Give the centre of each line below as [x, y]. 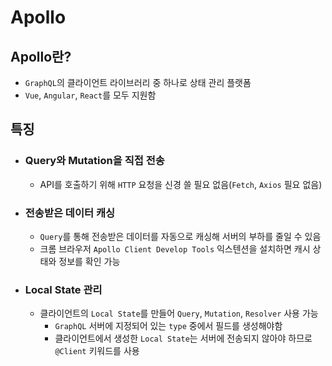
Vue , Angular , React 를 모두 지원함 [90, 95]
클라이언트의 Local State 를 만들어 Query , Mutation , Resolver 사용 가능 [179, 313]
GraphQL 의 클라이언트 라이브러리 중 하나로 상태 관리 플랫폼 [138, 82]
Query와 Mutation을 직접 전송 [94, 161]
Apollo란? [41, 56]
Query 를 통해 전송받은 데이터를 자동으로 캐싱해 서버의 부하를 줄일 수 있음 [180, 236]
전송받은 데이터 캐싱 [70, 213]
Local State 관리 [63, 289]
